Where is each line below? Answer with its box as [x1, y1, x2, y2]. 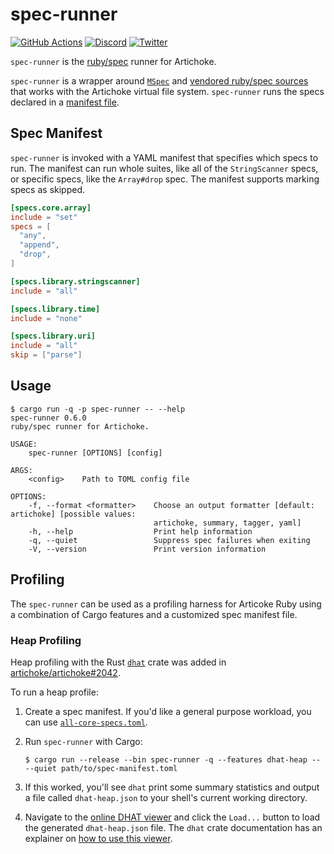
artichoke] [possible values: [10, 509, 137, 519]
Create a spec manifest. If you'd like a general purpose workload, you [24, 705, 312, 717]
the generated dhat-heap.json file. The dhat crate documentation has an [24, 821, 323, 833]
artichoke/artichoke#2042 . [10, 666, 121, 678]
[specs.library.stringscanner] [10, 276, 141, 287]
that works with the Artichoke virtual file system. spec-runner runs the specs [10, 85, 325, 97]
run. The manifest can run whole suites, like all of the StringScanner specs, [10, 162, 319, 174]
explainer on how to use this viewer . [24, 832, 173, 844]
